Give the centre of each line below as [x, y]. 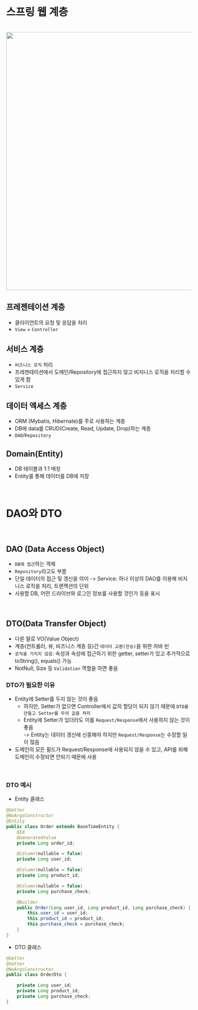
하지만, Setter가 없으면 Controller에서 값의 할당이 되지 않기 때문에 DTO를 [106, 707]
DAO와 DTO [34, 514]
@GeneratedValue [37, 838]
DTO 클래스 [28, 947]
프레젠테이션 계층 [36, 307]
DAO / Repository [33, 435]
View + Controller [37, 329]
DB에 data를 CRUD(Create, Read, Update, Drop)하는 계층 [83, 429]
